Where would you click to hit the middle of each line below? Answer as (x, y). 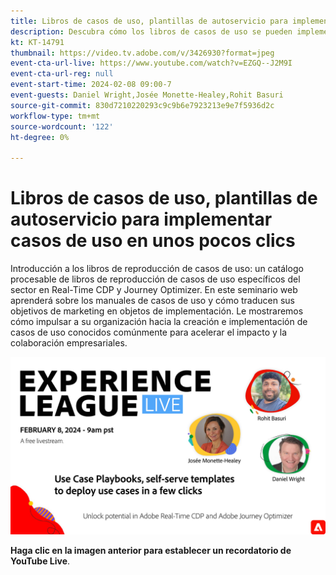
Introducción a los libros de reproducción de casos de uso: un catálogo (157, 269)
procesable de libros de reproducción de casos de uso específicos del (155, 279)
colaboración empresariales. (69, 343)
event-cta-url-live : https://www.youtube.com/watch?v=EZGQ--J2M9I (151, 63)
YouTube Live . (40, 561)
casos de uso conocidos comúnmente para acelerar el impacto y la (149, 332)
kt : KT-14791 (37, 42)
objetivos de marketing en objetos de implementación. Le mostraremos (157, 311)
